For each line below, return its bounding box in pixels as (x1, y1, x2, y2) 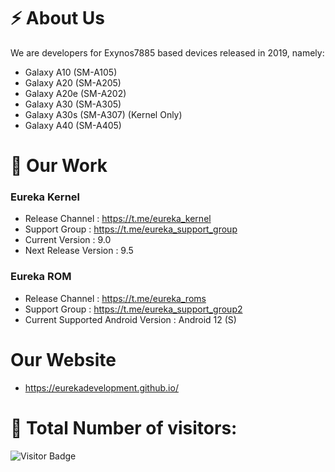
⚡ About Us (10, 7, 106, 30)
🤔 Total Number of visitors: (10, 416, 238, 439)
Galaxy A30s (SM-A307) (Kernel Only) (24, 108, 183, 120)
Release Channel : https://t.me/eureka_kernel (24, 213, 212, 225)
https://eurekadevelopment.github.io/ (24, 381, 179, 394)
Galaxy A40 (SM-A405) (24, 119, 122, 131)
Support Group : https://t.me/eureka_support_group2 (24, 303, 243, 315)
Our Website (10, 348, 117, 371)
